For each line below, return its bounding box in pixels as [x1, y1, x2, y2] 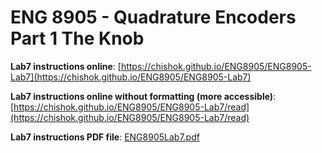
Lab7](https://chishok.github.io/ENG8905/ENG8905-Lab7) [10, 71, 252, 83]
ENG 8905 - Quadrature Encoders [10, 6, 297, 29]
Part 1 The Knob [10, 27, 145, 50]
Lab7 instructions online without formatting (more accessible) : [10, 90, 277, 102]
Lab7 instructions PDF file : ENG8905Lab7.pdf [10, 131, 200, 143]
